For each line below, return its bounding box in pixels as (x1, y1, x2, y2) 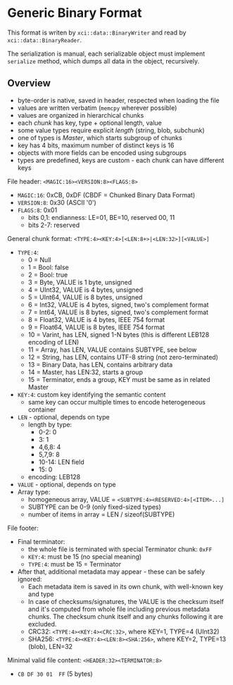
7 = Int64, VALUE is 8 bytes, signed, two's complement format (27, 308, 209, 316)
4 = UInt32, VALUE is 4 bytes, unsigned (27, 285, 143, 294)
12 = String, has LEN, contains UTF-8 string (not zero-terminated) (27, 352, 218, 361)
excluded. (27, 619, 57, 628)
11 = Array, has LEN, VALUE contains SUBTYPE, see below (27, 345, 197, 354)
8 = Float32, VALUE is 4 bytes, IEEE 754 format (27, 315, 165, 323)
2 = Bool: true (27, 270, 68, 279)
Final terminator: (17, 537, 65, 545)
